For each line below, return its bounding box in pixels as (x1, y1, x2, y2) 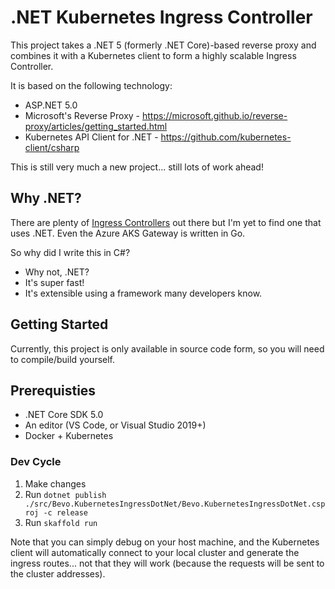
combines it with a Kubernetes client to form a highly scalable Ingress (10, 49, 297, 61)
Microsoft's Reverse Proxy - (24, 109, 141, 121)
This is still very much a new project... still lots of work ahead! (10, 161, 264, 173)
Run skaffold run (24, 516, 98, 528)
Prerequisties (10, 382, 97, 399)
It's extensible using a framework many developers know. (24, 287, 263, 299)
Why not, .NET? (24, 266, 90, 278)
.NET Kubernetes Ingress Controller (10, 6, 313, 29)
